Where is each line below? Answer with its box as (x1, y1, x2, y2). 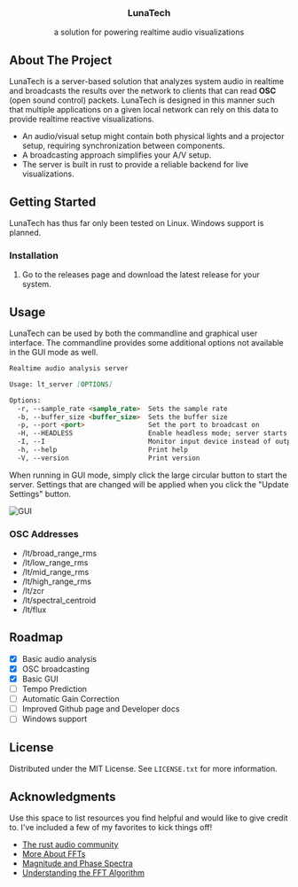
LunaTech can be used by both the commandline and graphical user (9, 328, 258, 338)
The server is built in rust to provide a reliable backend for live (21, 160, 249, 170)
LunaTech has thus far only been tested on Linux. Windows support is (9, 217, 264, 228)
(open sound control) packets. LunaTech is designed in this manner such (9, 95, 275, 105)
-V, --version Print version (17, 454, 200, 463)
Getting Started (9, 194, 97, 209)
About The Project (9, 52, 113, 67)
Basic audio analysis (21, 653, 98, 664)
